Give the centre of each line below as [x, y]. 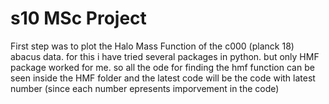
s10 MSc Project [78, 18]
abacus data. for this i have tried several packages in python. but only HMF [165, 56]
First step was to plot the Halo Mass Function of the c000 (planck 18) [152, 46]
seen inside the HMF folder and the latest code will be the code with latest [163, 78]
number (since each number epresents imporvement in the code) [145, 88]
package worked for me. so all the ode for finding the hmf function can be [162, 67]
